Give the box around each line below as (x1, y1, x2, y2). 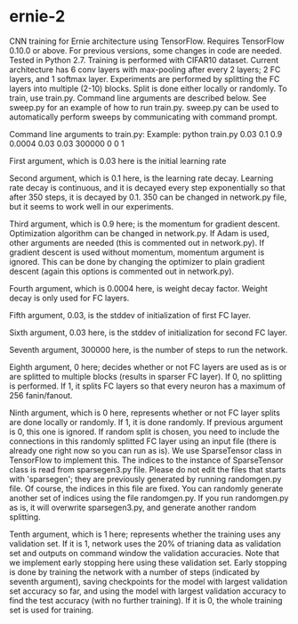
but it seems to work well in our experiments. (9, 201, 174, 211)
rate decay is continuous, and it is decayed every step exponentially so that (9, 182, 286, 193)
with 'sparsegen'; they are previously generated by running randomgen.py (9, 473, 282, 484)
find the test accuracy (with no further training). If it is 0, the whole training (9, 595, 283, 605)
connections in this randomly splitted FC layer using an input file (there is (9, 435, 278, 447)
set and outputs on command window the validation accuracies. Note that (9, 547, 280, 558)
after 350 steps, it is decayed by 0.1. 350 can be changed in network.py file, (9, 192, 287, 202)
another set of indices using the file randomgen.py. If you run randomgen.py (9, 492, 289, 503)
